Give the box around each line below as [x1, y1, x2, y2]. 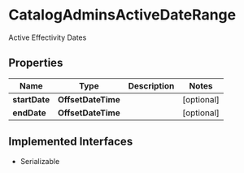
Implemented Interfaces [8, 135, 133, 149]
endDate [12, 107, 46, 119]
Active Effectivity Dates [8, 32, 87, 42]
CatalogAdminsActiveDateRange [8, 6, 237, 24]
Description [128, 80, 175, 91]
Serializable [20, 156, 60, 166]
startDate [12, 93, 50, 105]
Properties [8, 56, 63, 70]
